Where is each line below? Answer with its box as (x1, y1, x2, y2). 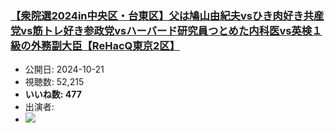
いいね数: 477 (24, 88, 82, 101)
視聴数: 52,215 (24, 76, 85, 88)
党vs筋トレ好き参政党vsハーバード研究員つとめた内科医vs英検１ (10, 23, 323, 37)
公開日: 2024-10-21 (24, 63, 105, 76)
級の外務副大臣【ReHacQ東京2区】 (10, 38, 180, 52)
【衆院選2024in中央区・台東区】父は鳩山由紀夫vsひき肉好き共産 (10, 8, 325, 22)
